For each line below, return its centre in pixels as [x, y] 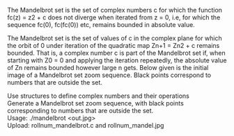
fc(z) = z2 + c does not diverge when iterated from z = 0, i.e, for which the [114, 17]
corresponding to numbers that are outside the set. [80, 111]
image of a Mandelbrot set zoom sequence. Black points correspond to [109, 75]
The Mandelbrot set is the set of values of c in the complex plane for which [115, 38]
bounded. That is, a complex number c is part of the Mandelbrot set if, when [116, 53]
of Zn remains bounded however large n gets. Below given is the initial [108, 68]
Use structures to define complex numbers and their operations [99, 96]
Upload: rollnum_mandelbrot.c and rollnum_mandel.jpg [86, 125]
